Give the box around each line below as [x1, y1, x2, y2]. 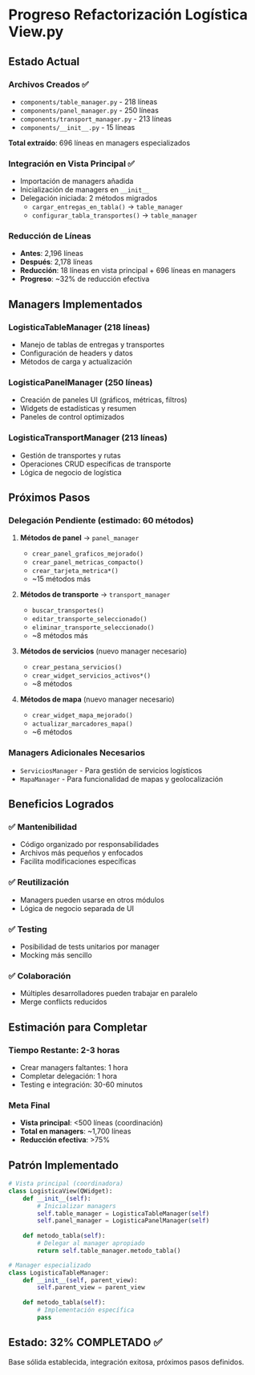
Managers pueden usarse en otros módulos [19, 895, 164, 905]
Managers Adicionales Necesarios [8, 747, 146, 759]
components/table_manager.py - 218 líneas [19, 96, 158, 106]
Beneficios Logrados [8, 797, 115, 812]
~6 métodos [31, 727, 73, 737]
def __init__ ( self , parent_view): [22, 1276, 138, 1284]
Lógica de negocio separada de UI [19, 903, 135, 913]
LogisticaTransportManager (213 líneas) [8, 432, 168, 443]
